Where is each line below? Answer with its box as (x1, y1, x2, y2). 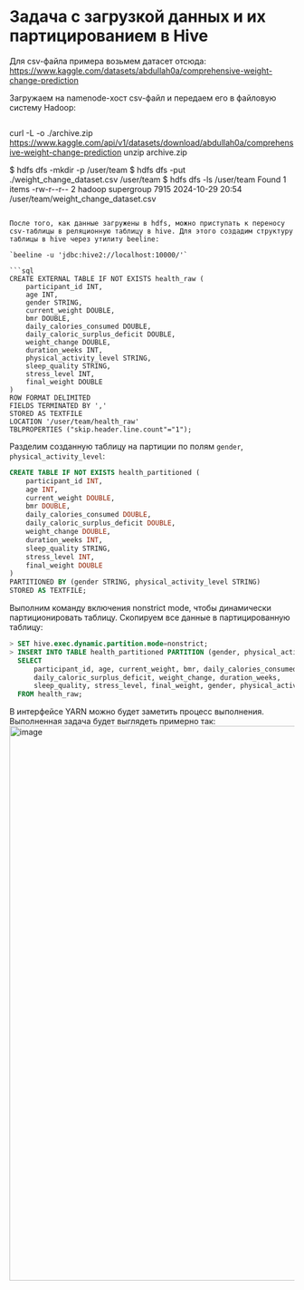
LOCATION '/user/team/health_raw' (9, 417, 140, 426)
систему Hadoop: (9, 102, 77, 112)
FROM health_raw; (17, 690, 83, 699)
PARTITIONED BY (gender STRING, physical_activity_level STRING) (9, 577, 261, 587)
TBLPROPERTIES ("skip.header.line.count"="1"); (9, 424, 193, 434)
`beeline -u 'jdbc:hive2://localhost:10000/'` (9, 250, 188, 259)
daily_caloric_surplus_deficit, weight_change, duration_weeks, (33, 673, 281, 682)
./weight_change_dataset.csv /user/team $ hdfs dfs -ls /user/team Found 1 (9, 174, 287, 185)
